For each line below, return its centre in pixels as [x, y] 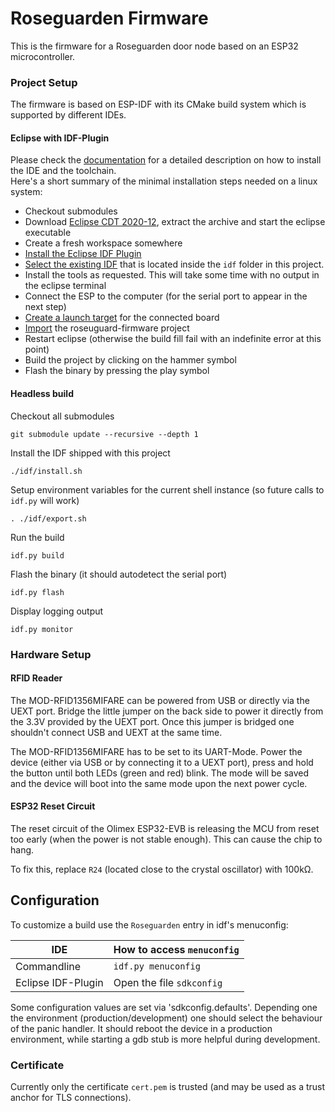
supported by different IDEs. [68, 115]
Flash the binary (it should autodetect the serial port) [119, 574]
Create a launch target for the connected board [122, 318]
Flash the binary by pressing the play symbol [117, 371]
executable [48, 233]
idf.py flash [37, 592]
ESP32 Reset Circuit [53, 806]
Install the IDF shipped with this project [90, 453]
